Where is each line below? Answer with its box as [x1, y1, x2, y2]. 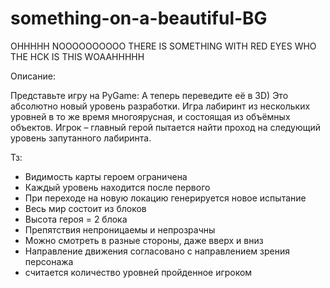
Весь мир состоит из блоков [24, 202, 147, 214]
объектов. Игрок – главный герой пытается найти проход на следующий [10, 121, 322, 133]
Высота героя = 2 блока [24, 213, 128, 225]
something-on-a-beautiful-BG [10, 7, 268, 30]
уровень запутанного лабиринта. [10, 132, 152, 144]
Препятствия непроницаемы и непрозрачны [24, 223, 216, 236]
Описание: [10, 70, 56, 82]
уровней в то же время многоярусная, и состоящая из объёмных [10, 110, 291, 122]
